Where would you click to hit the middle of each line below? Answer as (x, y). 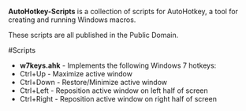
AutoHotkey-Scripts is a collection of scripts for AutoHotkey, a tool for (123, 11)
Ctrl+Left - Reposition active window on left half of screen (114, 91)
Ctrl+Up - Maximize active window (76, 74)
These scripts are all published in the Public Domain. (93, 35)
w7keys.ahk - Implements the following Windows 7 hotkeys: (118, 65)
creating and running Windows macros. (72, 20)
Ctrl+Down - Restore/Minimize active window (93, 82)
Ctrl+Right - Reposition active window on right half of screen (118, 99)
